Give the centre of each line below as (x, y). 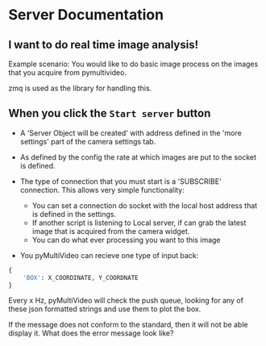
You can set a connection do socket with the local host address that (145, 205)
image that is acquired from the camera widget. (111, 231)
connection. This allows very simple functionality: (102, 190)
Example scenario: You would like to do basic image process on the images (133, 64)
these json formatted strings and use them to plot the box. (105, 309)
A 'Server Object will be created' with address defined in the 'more (131, 133)
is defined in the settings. (74, 214)
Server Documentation (86, 15)
